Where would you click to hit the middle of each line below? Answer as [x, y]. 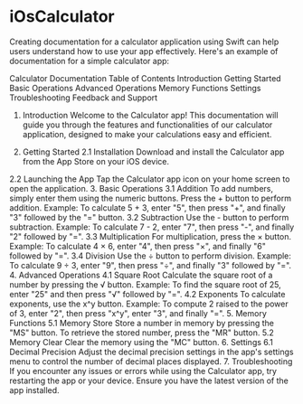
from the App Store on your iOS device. [96, 161]
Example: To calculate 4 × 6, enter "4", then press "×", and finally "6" [138, 246]
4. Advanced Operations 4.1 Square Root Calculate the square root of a [141, 275]
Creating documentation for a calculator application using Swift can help [144, 42]
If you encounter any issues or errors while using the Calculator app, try [143, 371]
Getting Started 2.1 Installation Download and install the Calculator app [153, 152]
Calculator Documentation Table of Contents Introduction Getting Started [146, 78]
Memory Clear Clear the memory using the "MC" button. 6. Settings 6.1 [142, 342]
